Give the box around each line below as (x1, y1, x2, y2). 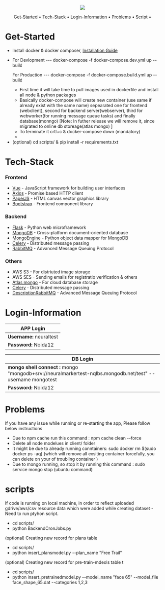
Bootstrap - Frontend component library (12, 201, 93, 207)
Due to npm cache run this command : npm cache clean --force (12, 435, 141, 441)
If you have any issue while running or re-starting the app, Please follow (5, 420, 151, 426)
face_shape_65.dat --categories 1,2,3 (12, 579, 88, 585)
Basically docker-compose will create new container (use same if (19, 97, 152, 103)
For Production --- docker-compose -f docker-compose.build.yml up (12, 72, 152, 77)
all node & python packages (19, 92, 76, 98)
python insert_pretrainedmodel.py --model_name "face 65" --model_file (12, 574, 159, 580)
